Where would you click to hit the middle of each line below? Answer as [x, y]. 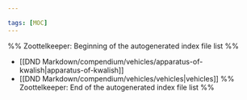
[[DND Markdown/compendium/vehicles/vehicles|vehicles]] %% [127, 78]
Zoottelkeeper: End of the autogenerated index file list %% [117, 87]
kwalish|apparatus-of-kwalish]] [71, 70]
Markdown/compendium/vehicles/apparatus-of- [123, 61]
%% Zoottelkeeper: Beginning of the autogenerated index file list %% [123, 46]
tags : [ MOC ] [27, 23]
